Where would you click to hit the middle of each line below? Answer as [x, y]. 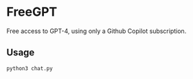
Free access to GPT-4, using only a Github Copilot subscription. [96, 31]
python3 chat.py [30, 68]
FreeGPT [32, 12]
